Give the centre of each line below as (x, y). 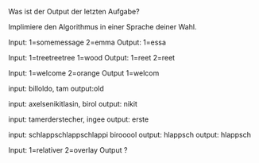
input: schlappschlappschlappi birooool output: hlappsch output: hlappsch (130, 135)
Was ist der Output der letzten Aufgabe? (74, 12)
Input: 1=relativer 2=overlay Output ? (68, 150)
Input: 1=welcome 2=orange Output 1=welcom (84, 73)
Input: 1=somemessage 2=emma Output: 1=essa (87, 42)
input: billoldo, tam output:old (56, 88)
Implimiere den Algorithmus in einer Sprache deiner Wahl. (102, 27)
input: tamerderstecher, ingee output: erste (79, 119)
